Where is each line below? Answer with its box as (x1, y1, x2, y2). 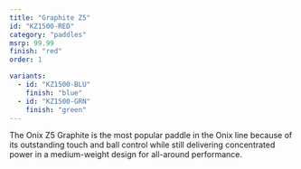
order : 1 (9, 55, 42, 64)
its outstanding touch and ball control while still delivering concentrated (9, 139, 276, 150)
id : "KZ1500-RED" (9, 22, 75, 31)
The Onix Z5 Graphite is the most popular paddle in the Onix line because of (9, 130, 293, 141)
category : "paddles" (9, 30, 88, 39)
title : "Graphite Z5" (9, 13, 91, 23)
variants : (9, 71, 47, 81)
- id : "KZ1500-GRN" (17, 97, 91, 106)
